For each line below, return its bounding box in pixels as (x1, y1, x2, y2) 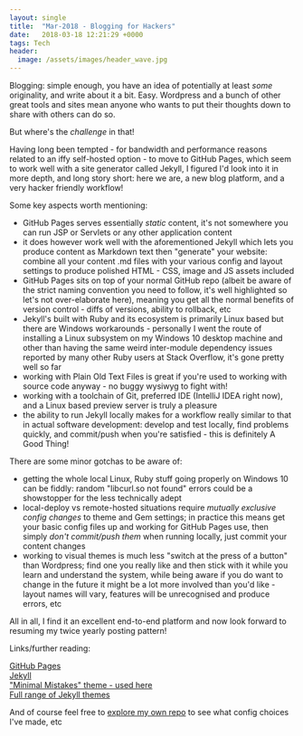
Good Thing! (22, 439, 70, 448)
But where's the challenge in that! (9, 127, 135, 137)
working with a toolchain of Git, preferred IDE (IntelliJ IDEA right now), (22, 391, 283, 401)
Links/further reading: (9, 643, 90, 654)
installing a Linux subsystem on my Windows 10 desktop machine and (22, 333, 283, 344)
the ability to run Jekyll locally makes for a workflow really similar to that (22, 410, 292, 420)
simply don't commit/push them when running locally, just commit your (22, 531, 288, 542)
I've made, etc (9, 716, 63, 727)
